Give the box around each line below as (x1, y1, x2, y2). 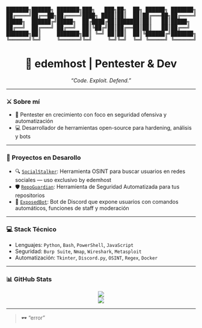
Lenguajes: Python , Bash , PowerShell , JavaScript (14, 241, 134, 248)
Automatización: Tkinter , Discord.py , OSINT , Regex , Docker (14, 254, 158, 261)
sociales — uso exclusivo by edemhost (14, 176, 112, 183)
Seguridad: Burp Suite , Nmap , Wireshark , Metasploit (14, 248, 142, 255)
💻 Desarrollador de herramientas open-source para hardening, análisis (14, 124, 192, 132)
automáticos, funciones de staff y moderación (14, 204, 129, 211)
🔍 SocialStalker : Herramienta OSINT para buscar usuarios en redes (14, 168, 186, 175)
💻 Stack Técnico (6, 225, 57, 234)
